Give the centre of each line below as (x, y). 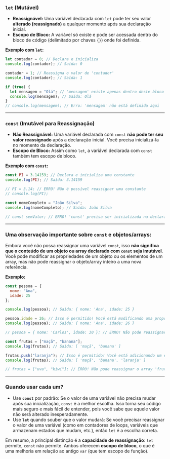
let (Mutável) (22, 8)
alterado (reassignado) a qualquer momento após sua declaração (82, 24)
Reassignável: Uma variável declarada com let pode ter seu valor (82, 19)
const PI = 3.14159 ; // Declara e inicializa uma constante (70, 175)
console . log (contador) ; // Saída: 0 (44, 64)
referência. (16, 267)
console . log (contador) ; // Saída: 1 (44, 78)
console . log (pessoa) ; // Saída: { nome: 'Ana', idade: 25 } (70, 310)
